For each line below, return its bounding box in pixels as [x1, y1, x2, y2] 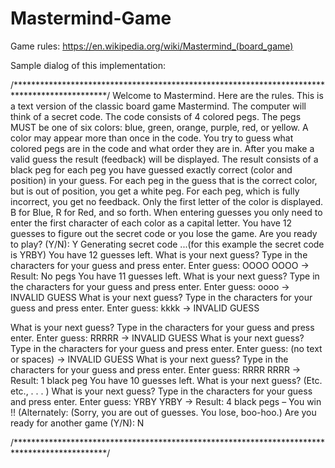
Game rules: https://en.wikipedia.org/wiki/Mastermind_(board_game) [10, 40, 294, 52]
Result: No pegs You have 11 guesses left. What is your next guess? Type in [10, 270, 320, 282]
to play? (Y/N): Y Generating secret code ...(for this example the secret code [10, 238, 325, 250]
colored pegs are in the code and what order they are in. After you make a [10, 142, 315, 154]
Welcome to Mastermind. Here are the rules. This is [112, 89, 324, 101]
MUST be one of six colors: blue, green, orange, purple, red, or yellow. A [10, 121, 309, 133]
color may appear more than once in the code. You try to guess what [10, 132, 294, 144]
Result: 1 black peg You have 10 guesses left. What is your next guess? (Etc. [10, 374, 323, 386]
